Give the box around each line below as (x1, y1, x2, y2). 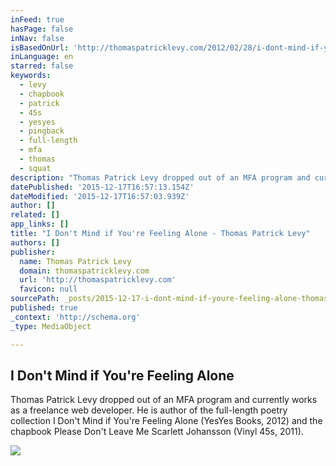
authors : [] (10, 237, 60, 248)
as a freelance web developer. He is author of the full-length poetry (10, 404, 288, 416)
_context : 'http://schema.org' (10, 312, 141, 322)
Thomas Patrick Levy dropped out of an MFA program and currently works (10, 394, 318, 406)
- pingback (19, 126, 65, 136)
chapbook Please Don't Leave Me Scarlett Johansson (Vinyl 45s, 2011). (10, 426, 304, 438)
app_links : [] (10, 219, 70, 230)
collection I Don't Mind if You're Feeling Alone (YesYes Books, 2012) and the (10, 415, 323, 427)
